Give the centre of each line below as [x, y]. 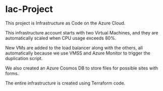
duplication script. [24, 58]
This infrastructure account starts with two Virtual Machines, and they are [82, 32]
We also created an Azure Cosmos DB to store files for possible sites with [82, 68]
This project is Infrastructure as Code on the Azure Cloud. [65, 23]
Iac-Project [29, 9]
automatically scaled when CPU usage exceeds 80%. [61, 38]
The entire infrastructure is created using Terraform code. [65, 83]
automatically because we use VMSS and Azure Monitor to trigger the [78, 53]
